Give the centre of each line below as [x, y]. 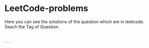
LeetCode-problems [46, 8]
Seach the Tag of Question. [32, 26]
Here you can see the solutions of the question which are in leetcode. [74, 22]
